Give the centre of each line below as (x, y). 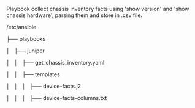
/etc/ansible (21, 27)
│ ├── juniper (25, 51)
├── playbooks (26, 39)
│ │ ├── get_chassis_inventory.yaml (55, 63)
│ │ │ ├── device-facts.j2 (44, 86)
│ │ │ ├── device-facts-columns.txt (57, 98)
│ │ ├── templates (33, 74)
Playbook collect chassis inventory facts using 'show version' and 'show (98, 9)
